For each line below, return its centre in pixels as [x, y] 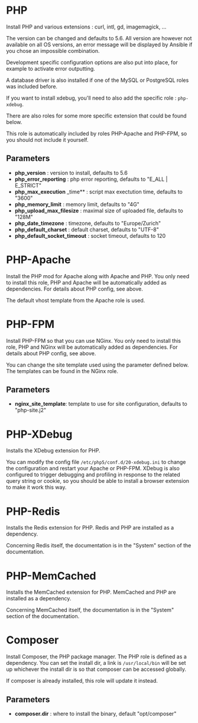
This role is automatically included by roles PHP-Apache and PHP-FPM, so [97, 133]
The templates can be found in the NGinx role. [62, 371]
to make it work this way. [36, 488]
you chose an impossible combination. [53, 50]
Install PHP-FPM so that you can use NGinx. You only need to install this [94, 340]
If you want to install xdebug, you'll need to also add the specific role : [91, 98]
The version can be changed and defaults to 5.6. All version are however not [99, 38]
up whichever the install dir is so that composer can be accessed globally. [96, 669]
